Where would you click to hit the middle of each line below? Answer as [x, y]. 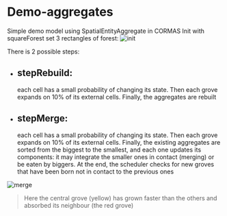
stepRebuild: [45, 73]
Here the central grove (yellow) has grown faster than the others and [120, 198]
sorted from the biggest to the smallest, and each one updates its [109, 149]
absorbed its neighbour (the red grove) [79, 205]
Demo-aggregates [61, 12]
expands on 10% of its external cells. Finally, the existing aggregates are [119, 142]
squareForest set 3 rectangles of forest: [63, 38]
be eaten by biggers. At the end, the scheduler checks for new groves [115, 164]
